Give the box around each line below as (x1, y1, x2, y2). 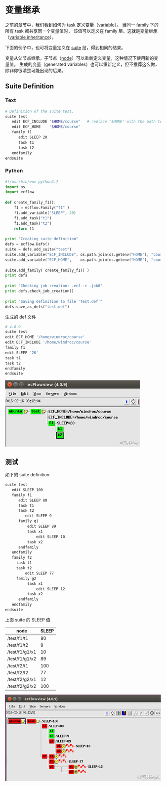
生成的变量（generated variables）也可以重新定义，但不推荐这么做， (19, 61, 160, 67)
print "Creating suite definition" (5, 237, 79, 242)
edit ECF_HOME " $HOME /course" (11, 124, 81, 129)
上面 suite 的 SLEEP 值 (5, 617, 51, 622)
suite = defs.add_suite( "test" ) (5, 247, 72, 252)
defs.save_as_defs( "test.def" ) (5, 304, 70, 309)
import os (5, 184, 26, 189)
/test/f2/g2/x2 (7, 683, 37, 689)
